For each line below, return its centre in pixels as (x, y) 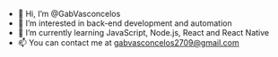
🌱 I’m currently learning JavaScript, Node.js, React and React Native (143, 33)
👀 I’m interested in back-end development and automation (125, 23)
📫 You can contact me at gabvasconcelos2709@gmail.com (128, 43)
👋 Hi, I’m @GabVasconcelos (69, 14)
